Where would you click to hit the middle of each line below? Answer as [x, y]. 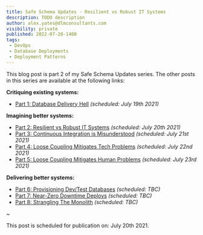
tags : [13, 40]
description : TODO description [46, 18]
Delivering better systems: [40, 177]
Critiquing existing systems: [43, 92]
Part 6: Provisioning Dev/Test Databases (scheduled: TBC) [88, 189]
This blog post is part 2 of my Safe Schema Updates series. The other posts [101, 74]
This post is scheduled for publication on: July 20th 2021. [78, 225]
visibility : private [32, 29]
